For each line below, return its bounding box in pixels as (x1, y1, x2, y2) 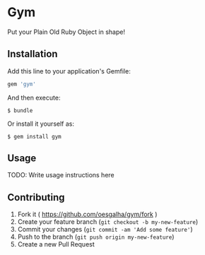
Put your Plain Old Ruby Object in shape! (7, 28, 126, 36)
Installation (7, 48, 58, 60)
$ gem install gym (7, 133, 61, 140)
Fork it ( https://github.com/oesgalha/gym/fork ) (17, 210, 158, 219)
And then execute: (7, 93, 61, 102)
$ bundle (7, 107, 33, 114)
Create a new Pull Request (17, 240, 95, 249)
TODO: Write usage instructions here (7, 171, 115, 179)
